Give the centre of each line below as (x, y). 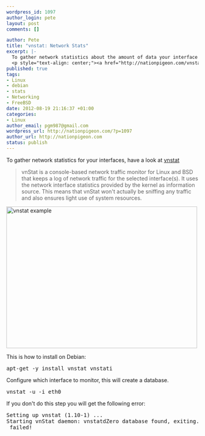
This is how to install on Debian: (46, 356)
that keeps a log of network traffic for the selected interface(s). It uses (110, 178)
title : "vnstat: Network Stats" (47, 46)
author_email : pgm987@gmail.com (47, 126)
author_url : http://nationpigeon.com (54, 137)
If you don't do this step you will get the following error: (76, 403)
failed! (21, 427)
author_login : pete (31, 18)
